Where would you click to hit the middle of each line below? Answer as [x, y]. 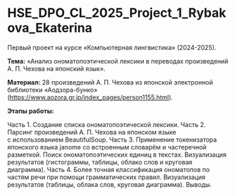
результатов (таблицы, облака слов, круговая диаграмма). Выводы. [110, 184]
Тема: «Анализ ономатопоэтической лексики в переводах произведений [118, 61]
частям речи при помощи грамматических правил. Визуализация [106, 177]
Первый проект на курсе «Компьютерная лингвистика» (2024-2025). [112, 47]
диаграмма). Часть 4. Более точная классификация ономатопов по [108, 169]
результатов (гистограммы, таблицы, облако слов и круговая [100, 162]
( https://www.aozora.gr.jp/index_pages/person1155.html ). [90, 97]
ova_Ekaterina [50, 28]
